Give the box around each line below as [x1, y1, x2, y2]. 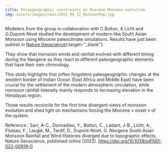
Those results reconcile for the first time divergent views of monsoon [5, 102, 147, 108]
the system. [5, 112, 29, 118]
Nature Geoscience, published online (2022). [5, 138, 97, 144]
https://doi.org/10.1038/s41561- [98, 138, 162, 144]
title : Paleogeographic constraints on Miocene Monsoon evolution [5, 7, 146, 12]
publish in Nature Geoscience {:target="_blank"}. [5, 41, 104, 47]
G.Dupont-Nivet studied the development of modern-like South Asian [5, 31, 147, 37]
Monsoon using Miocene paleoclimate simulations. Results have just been [5, 36, 157, 42]
